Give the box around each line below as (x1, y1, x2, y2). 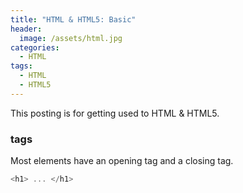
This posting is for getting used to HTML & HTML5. (10, 107, 220, 119)
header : (10, 24, 43, 34)
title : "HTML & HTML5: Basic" (10, 14, 137, 25)
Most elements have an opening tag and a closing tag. (10, 155, 234, 167)
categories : (10, 42, 60, 53)
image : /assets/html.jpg (19, 33, 123, 43)
